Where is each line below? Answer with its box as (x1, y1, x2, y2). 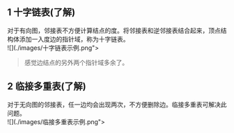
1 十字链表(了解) (7, 6, 75, 19)
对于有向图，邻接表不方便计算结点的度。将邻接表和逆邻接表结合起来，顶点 (7, 26, 221, 35)
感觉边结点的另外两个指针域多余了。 (24, 58, 129, 66)
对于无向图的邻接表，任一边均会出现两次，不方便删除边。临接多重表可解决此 (7, 100, 227, 109)
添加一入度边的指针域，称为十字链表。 (19, 35, 130, 43)
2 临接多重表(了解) (7, 80, 87, 92)
